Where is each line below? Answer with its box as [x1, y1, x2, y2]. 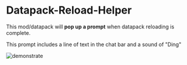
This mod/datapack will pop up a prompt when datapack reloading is [6, 23, 175, 30]
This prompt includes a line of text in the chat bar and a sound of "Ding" [6, 41, 182, 48]
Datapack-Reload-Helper [6, 4, 132, 17]
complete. [6, 29, 31, 36]
